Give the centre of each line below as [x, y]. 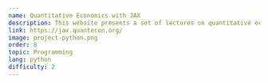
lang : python [30, 60]
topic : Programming [41, 52]
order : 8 [23, 45]
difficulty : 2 [32, 67]
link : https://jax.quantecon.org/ [66, 30]
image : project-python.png [53, 38]
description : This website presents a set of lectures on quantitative [130, 23]
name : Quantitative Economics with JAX [75, 15]
